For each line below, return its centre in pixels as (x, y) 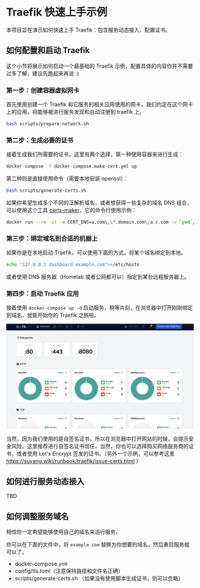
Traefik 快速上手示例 (57, 12)
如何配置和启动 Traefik (48, 50)
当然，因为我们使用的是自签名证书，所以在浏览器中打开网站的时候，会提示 (97, 438)
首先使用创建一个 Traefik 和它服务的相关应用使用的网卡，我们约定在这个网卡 (100, 104)
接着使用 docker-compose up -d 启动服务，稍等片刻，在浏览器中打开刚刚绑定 (100, 308)
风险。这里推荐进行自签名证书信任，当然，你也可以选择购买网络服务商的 (100, 446)
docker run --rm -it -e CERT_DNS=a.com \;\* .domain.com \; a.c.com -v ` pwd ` (100, 222)
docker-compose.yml (41, 564)
